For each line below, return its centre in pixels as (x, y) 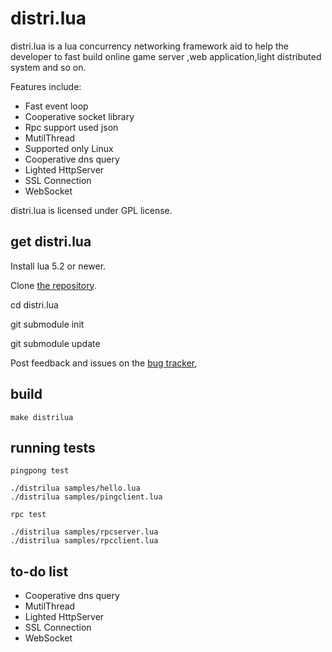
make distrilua (42, 417)
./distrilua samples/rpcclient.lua (84, 541)
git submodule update (55, 343)
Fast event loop (56, 106)
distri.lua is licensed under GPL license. (91, 210)
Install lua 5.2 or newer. (58, 266)
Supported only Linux (69, 148)
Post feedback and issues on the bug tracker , (104, 363)
